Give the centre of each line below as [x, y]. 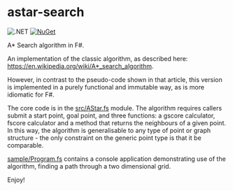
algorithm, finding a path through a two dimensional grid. [89, 166]
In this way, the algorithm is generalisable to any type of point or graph [109, 130]
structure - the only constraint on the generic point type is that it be [104, 138]
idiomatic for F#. [31, 94]
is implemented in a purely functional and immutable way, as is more [106, 87]
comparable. [26, 145]
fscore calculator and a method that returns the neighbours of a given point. [116, 122]
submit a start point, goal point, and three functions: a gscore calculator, [111, 115]
